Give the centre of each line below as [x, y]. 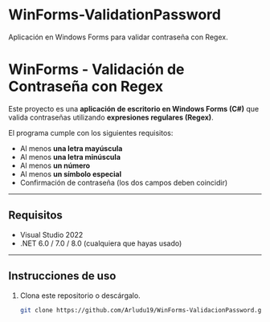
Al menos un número [55, 165]
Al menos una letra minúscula [70, 157]
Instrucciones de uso [62, 276]
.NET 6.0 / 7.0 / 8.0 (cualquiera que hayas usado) [101, 243]
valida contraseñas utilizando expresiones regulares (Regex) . [111, 117]
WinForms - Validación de [96, 69]
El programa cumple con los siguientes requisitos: [91, 132]
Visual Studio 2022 [51, 234]
